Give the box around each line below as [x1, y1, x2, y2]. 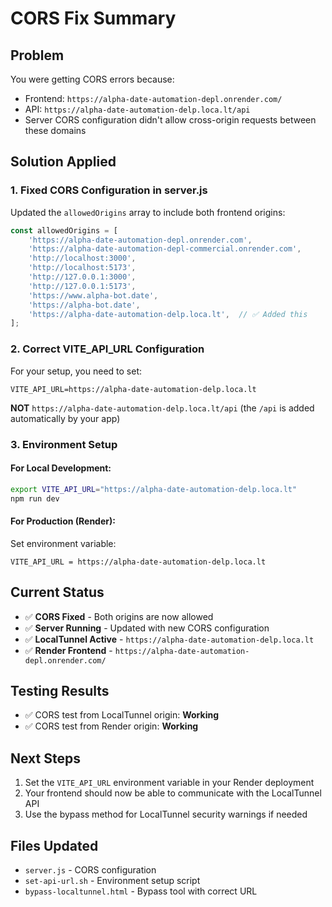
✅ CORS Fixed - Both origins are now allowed [24, 610, 214, 622]
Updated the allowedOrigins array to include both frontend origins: [10, 206, 286, 218]
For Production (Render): [10, 515, 116, 527]
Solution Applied [10, 153, 117, 171]
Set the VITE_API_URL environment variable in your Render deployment [24, 777, 315, 789]
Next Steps [10, 750, 81, 767]
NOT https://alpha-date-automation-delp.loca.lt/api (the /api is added [10, 402, 315, 414]
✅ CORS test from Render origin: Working [24, 720, 199, 732]
